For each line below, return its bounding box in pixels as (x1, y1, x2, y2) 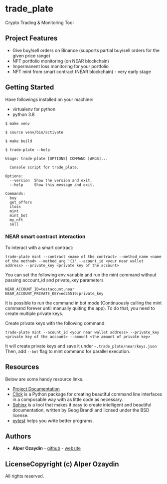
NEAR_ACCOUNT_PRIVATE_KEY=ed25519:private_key (5, 291, 104, 296)
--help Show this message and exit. (9, 182, 95, 187)
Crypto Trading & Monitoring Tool (5, 19, 74, 25)
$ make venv (5, 121, 30, 126)
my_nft (9, 217, 23, 222)
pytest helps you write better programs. (12, 417, 94, 423)
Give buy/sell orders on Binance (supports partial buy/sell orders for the (12, 47, 160, 53)
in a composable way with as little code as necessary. (12, 396, 123, 402)
